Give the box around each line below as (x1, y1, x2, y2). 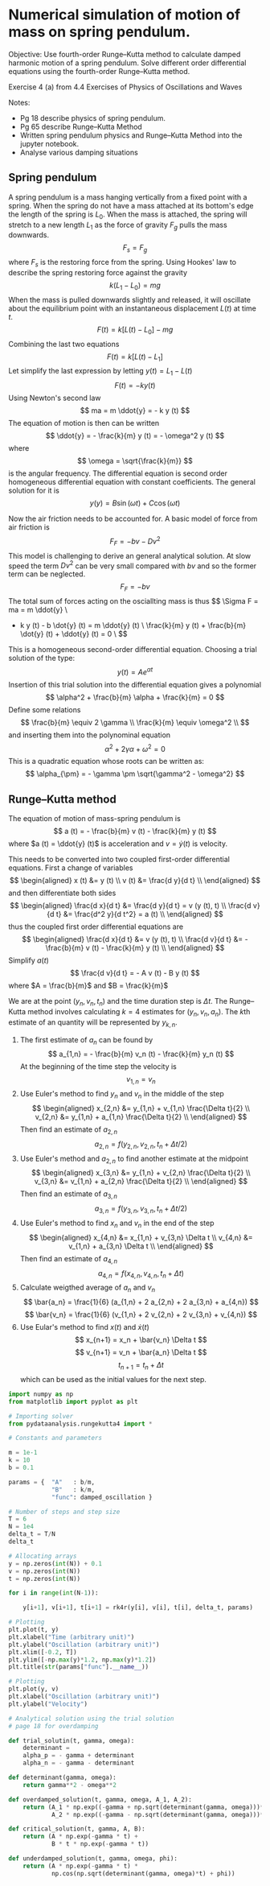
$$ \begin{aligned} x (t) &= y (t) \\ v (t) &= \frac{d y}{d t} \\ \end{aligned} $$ (9, 876, 261, 885)
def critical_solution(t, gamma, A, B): (8, 1825, 146, 1833)
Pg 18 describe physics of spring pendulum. (19, 113, 166, 122)
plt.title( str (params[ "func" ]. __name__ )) (8, 1663, 149, 1671)
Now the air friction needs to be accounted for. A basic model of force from (8, 514, 258, 524)
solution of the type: (8, 654, 75, 663)
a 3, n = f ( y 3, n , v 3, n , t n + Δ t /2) (94, 1203, 187, 1215)
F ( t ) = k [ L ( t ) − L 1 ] (107, 352, 163, 363)
